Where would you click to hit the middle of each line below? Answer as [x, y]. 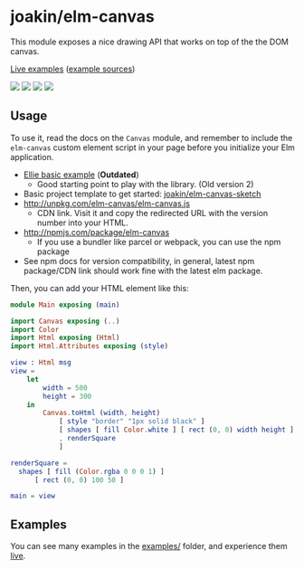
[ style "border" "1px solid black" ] [132, 422]
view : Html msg [41, 363]
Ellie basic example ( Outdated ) [81, 175]
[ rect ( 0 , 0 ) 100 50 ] [79, 480]
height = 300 [67, 396]
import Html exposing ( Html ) [65, 338]
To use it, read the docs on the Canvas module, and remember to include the [152, 138]
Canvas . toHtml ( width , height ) [102, 413]
